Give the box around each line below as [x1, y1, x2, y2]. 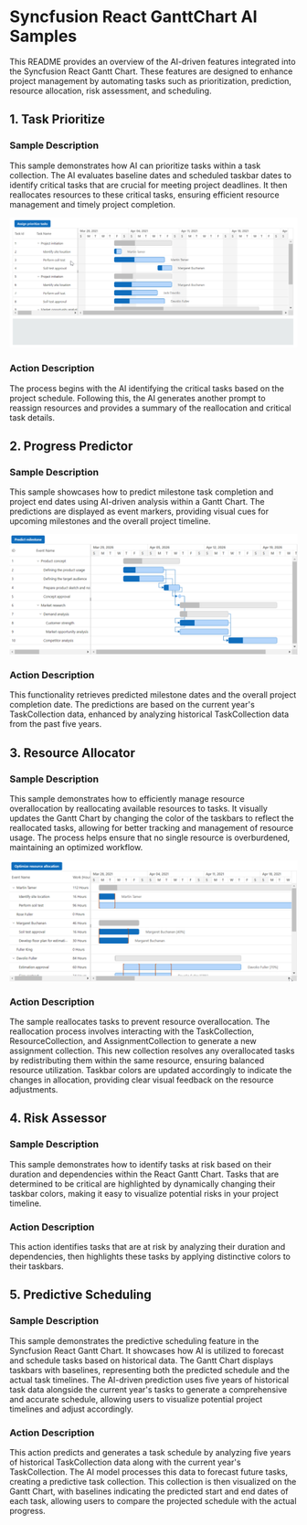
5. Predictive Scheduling [9, 1287, 153, 1303]
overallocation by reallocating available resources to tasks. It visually [9, 803, 268, 815]
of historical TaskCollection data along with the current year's [9, 1456, 241, 1468]
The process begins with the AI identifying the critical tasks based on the [9, 382, 285, 394]
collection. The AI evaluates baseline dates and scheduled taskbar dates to [9, 169, 292, 180]
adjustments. [9, 1084, 58, 1095]
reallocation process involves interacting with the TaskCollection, [9, 1026, 254, 1037]
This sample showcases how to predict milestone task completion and [9, 486, 274, 497]
